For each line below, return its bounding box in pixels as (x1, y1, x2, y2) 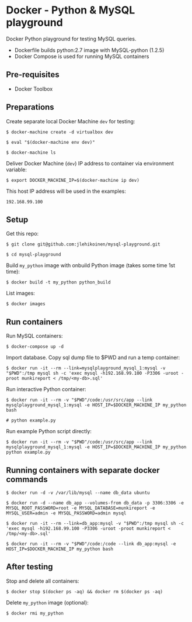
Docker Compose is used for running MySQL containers (14, 53, 149, 60)
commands (6, 474, 48, 484)
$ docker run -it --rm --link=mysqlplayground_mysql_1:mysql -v (6, 365, 166, 371)
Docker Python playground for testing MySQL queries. (6, 35, 137, 42)
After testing (6, 562, 54, 572)
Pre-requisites (6, 70, 60, 80)
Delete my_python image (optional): (6, 599, 89, 606)
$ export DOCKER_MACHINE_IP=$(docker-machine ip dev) (6, 177, 140, 183)
